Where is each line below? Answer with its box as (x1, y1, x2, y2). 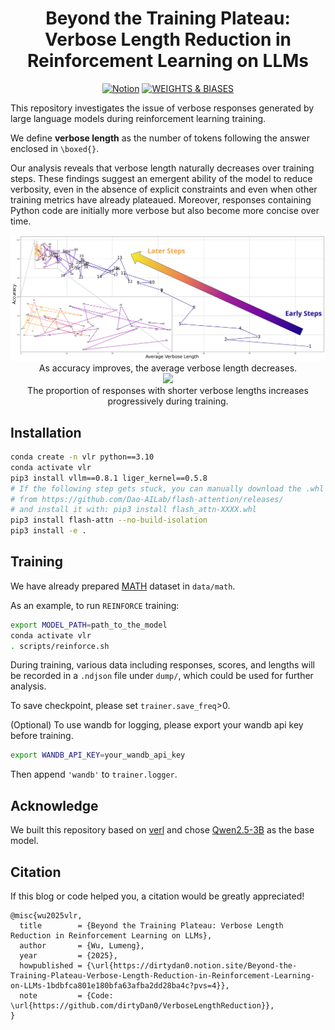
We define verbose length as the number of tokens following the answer (10, 132, 310, 144)
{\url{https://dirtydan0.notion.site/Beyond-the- (86, 960, 298, 971)
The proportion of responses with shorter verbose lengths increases (27, 385, 309, 397)
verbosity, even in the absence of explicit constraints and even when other (10, 183, 318, 195)
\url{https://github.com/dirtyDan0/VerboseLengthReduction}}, (10, 1000, 275, 1011)
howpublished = (19, 960, 83, 971)
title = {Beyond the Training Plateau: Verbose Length (19, 920, 284, 931)
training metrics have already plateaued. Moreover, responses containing (10, 193, 312, 206)
